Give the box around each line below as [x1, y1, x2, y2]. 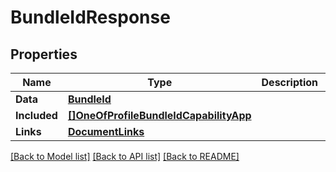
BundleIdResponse [10, 6, 171, 29]
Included [15, 109, 58, 122]
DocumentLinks [67, 125, 145, 138]
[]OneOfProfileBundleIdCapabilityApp [67, 109, 252, 122]
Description [261, 76, 318, 89]
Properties [10, 46, 78, 63]
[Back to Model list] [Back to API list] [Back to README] [10, 151, 240, 162]
